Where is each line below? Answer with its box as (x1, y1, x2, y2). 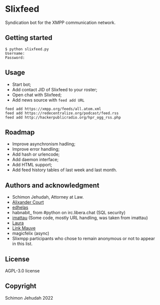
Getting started (5, 34, 53, 42)
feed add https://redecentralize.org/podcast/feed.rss (5, 111, 119, 116)
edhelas (12, 204, 28, 210)
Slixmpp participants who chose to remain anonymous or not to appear (12, 236, 155, 242)
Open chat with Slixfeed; (12, 92, 62, 98)
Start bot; (12, 81, 32, 87)
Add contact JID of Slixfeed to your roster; (12, 86, 98, 92)
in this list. (12, 241, 33, 247)
